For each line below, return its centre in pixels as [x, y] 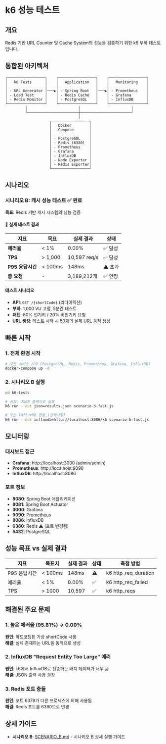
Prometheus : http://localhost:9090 [48, 468]
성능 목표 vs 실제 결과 [36, 548]
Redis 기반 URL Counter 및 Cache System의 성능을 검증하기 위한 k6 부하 [77, 43]
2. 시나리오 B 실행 [25, 382]
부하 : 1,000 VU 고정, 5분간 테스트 [44, 308]
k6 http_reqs [121, 591]
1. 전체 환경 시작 [23, 353]
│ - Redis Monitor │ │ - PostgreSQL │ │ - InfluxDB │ [77, 99]
